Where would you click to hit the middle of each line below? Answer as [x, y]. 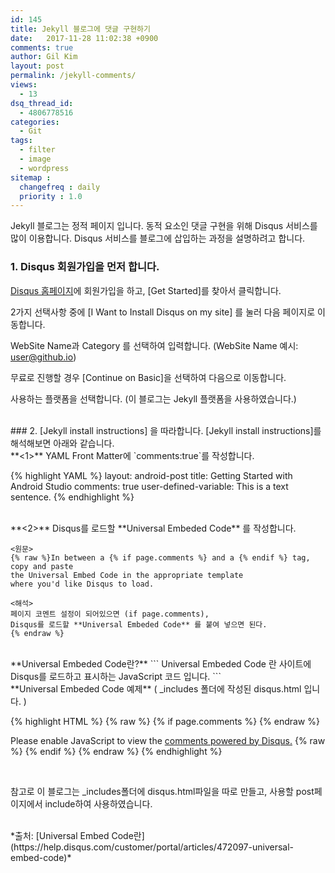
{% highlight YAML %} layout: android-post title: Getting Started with [151, 475]
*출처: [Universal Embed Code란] [77, 835]
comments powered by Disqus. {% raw [245, 740]
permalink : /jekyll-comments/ [73, 76]
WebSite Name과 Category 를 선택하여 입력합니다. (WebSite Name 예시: [154, 345]
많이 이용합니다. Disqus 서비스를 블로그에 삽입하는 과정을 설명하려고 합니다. [158, 238]
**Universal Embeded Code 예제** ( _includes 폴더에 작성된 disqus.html [156, 688]
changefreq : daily [60, 187]
